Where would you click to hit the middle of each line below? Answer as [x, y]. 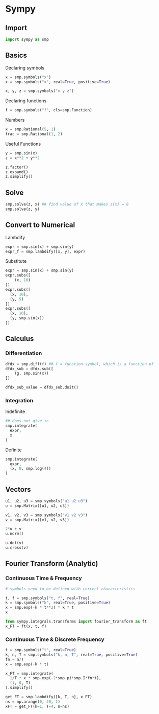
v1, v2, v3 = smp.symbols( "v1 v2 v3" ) [46, 515]
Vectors [18, 489]
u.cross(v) [17, 548]
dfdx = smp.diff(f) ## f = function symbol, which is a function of [79, 364]
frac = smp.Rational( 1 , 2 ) [34, 134]
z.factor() [17, 167]
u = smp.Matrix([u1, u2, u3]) [37, 506]
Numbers [15, 120]
